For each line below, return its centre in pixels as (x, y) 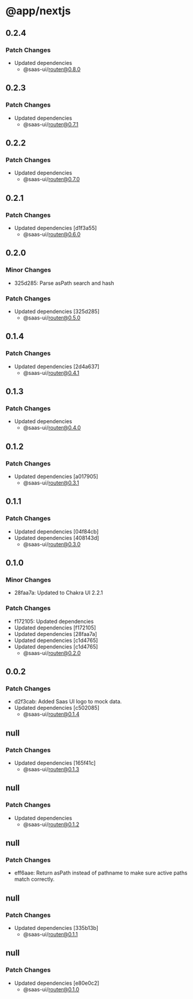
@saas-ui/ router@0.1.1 (50, 935)
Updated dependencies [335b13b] (56, 928)
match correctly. (34, 879)
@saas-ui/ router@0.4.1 (51, 373)
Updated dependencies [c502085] (57, 708)
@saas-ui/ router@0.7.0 (51, 179)
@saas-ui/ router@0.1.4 (51, 714)
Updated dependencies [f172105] (55, 628)
